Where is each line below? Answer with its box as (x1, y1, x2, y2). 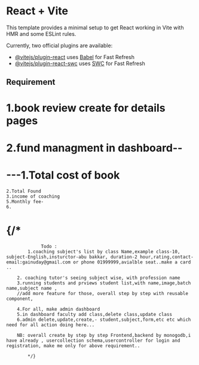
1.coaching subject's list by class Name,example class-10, (27, 249, 180, 254)
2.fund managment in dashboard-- (6, 141, 183, 155)
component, (6, 296, 33, 302)
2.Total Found (6, 188, 42, 194)
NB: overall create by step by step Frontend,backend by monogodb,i (17, 332, 191, 338)
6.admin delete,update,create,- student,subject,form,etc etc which (17, 317, 191, 323)
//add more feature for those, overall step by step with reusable (17, 290, 188, 296)
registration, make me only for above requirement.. (6, 342, 140, 349)
